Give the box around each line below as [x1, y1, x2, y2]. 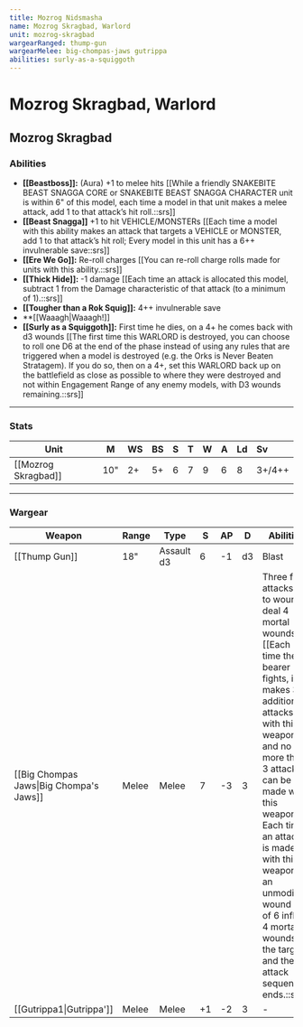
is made [262, 842, 296, 854]
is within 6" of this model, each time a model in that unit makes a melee [22, 196, 288, 208]
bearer [262, 661, 290, 674]
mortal [262, 616, 290, 629]
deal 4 [262, 604, 289, 617]
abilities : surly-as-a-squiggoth [9, 55, 135, 64]
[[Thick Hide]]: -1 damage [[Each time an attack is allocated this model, [22, 273, 289, 285]
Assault [159, 545, 191, 557]
